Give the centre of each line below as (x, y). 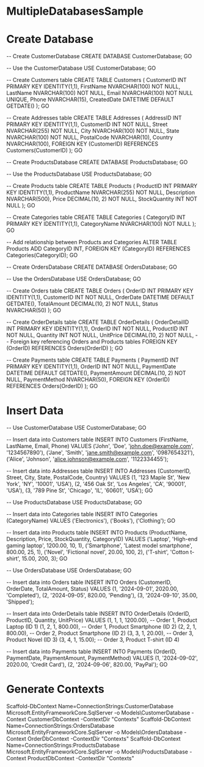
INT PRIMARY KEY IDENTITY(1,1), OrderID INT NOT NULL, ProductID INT (97, 329)
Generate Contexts (56, 689)
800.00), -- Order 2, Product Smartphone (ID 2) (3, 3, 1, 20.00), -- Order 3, (100, 633)
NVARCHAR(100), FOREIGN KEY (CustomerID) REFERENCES (82, 144)
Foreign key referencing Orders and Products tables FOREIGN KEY (94, 342)
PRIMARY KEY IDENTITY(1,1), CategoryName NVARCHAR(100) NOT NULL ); (101, 224)
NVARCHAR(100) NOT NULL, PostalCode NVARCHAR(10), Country (90, 137)
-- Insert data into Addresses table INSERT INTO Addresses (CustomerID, (99, 471)
